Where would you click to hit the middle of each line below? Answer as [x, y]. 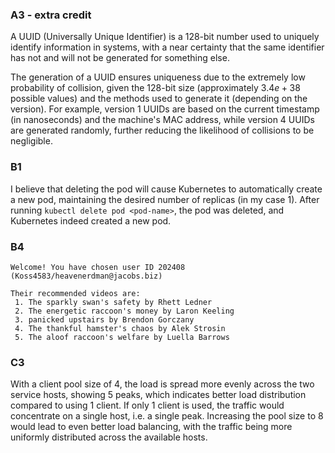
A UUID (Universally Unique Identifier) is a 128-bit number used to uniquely [165, 37]
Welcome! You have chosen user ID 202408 [98, 267]
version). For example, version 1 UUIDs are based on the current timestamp [165, 109]
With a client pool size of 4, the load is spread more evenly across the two [162, 384]
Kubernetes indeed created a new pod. [91, 220]
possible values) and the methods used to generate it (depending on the [159, 99]
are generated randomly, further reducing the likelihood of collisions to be [162, 130]
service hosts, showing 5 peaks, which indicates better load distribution [158, 395]
